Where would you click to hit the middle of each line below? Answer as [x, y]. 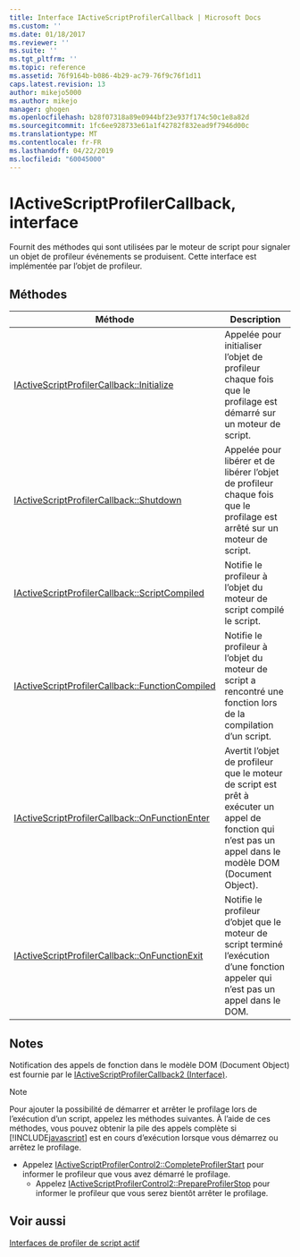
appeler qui [248, 979]
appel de [243, 818]
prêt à [237, 796]
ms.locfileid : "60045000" [57, 159]
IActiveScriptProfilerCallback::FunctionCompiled [115, 686]
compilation [249, 725]
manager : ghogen [39, 109]
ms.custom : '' [36, 26]
